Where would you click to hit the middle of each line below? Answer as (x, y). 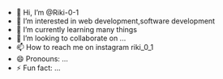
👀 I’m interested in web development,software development (116, 21)
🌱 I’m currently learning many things (77, 29)
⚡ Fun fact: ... (38, 68)
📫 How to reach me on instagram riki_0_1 (85, 47)
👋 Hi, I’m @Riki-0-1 (47, 12)
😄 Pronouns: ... (42, 59)
